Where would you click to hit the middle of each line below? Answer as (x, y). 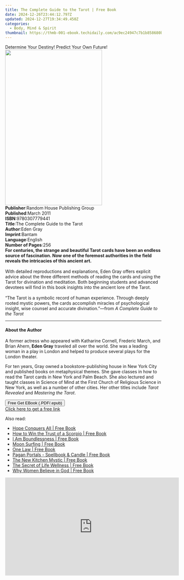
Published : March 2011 (28, 213)
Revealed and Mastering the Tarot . (40, 393)
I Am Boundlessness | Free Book (45, 439)
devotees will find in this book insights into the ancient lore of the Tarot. (78, 287)
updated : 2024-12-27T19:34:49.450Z (42, 19)
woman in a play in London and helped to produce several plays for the (78, 351)
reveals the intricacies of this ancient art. (48, 261)
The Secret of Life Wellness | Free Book (53, 465)
